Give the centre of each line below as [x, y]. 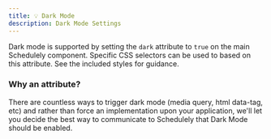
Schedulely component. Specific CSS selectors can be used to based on [130, 55]
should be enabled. [41, 128]
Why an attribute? [45, 84]
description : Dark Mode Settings [65, 23]
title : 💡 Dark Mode [42, 16]
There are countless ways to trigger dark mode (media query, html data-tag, [136, 102]
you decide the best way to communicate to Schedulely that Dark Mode [128, 119]
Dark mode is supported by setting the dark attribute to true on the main [129, 46]
